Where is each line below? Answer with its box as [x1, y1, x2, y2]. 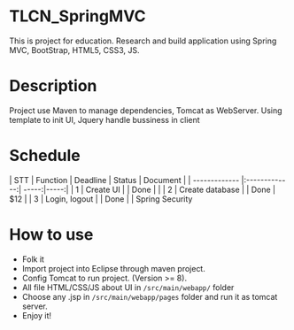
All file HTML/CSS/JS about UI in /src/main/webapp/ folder [21, 281, 235, 293]
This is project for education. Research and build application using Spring [9, 35, 277, 46]
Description [9, 76, 97, 96]
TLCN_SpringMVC [9, 6, 146, 27]
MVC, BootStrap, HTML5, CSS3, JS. [9, 44, 140, 55]
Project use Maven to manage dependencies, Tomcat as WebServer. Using [9, 104, 282, 116]
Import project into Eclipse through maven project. [21, 263, 205, 273]
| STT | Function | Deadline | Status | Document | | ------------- [9, 174, 240, 185]
